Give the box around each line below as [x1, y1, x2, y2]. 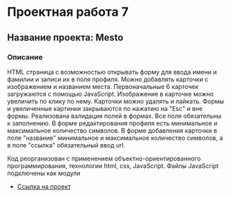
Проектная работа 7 [7, 4, 129, 20]
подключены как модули [7, 169, 81, 177]
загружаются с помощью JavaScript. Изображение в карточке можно [7, 90, 214, 98]
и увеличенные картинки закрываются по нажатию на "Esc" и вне [7, 104, 203, 112]
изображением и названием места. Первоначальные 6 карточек [7, 82, 199, 90]
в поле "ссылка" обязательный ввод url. [7, 141, 125, 149]
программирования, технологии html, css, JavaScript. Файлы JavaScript [7, 161, 219, 169]
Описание [7, 52, 43, 62]
